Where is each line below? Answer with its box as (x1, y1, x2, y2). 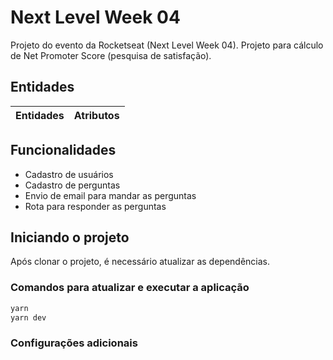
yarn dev (10, 312, 47, 323)
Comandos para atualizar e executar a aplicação (10, 281, 250, 295)
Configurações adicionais (10, 336, 138, 350)
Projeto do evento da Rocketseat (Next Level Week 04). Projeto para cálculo (10, 39, 324, 51)
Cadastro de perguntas (24, 179, 121, 191)
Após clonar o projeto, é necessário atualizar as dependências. (10, 256, 271, 268)
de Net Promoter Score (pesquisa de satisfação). (10, 49, 212, 61)
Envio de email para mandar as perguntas (24, 189, 197, 201)
